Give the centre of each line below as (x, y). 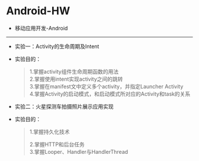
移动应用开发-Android (41, 28)
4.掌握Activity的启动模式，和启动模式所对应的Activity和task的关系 (110, 94)
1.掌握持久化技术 (49, 131)
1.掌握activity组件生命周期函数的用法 (74, 71)
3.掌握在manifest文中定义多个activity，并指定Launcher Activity (106, 86)
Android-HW (38, 11)
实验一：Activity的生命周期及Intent (57, 46)
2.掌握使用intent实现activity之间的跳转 (76, 79)
